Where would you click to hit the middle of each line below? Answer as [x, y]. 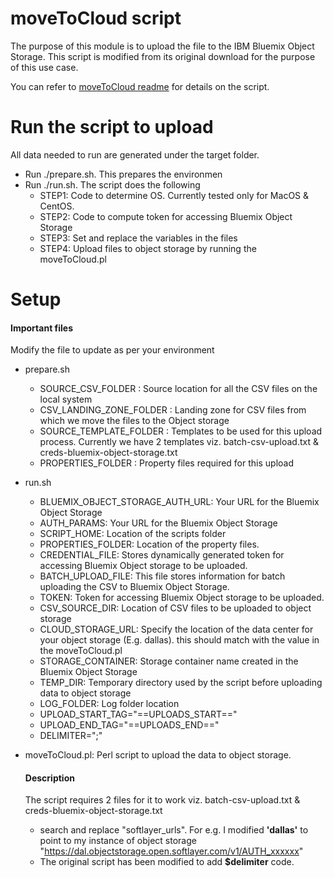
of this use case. [44, 67]
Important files [42, 328]
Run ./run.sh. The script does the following [112, 184]
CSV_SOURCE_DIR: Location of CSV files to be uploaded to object [175, 608]
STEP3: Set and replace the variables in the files [138, 238]
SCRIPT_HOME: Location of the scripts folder [133, 534]
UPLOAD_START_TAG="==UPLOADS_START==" [138, 714]
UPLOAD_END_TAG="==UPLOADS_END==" [129, 725]
